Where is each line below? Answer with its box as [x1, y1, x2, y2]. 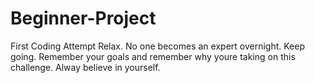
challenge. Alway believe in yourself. [10, 61, 161, 73]
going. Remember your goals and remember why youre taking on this [10, 50, 296, 62]
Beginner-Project [10, 7, 157, 30]
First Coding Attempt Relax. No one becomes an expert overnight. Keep [10, 40, 305, 52]
